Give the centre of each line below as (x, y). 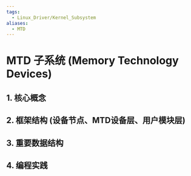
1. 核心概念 (26, 98)
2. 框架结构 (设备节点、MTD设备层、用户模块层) (96, 120)
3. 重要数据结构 (35, 143)
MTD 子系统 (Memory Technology (92, 61)
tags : (13, 12)
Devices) (29, 74)
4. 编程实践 (27, 165)
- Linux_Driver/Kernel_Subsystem (54, 18)
